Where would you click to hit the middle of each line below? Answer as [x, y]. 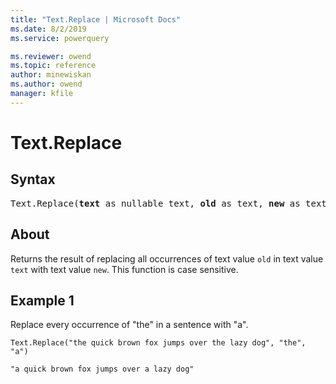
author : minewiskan [51, 75]
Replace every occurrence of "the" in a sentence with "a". [129, 325]
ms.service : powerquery [60, 38]
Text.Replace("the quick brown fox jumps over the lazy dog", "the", [158, 343]
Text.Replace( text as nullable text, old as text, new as [155, 203]
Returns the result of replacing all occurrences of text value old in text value [167, 258]
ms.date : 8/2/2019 [48, 29]
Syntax [33, 179]
